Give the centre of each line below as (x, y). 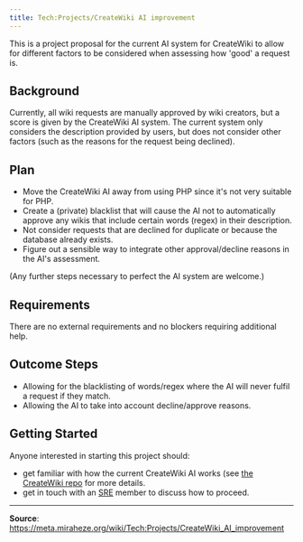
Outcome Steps (54, 364)
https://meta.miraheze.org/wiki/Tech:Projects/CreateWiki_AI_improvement (147, 528)
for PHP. (38, 201)
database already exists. (68, 239)
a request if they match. (66, 396)
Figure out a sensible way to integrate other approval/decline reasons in (156, 249)
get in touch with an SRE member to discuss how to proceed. (136, 492)
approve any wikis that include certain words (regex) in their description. (157, 220)
